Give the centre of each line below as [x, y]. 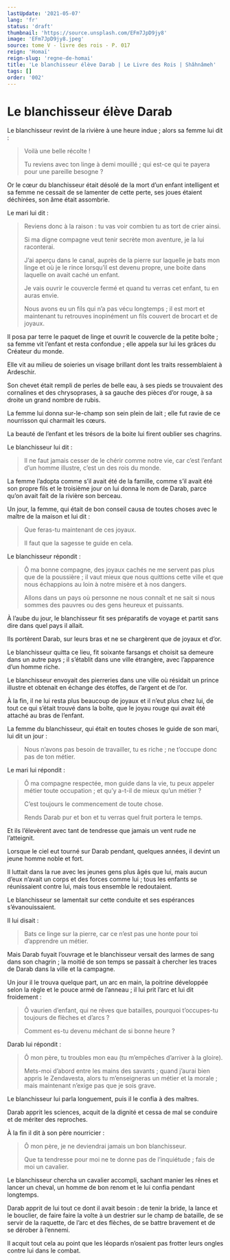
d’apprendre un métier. [56, 941]
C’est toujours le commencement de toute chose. [93, 804]
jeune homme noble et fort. [46, 859]
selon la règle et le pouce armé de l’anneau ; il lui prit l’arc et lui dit [101, 990]
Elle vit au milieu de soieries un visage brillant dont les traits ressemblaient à [115, 365]
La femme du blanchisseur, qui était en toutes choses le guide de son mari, [113, 729]
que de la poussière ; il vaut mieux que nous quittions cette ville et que [124, 577]
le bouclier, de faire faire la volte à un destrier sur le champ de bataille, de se [115, 1215]
